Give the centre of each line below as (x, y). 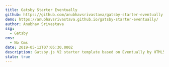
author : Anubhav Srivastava (35, 24)
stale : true (18, 57)
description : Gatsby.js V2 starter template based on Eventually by (78, 52)
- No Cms (19, 43)
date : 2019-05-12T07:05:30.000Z (39, 47)
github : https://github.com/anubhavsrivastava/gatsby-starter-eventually (84, 15)
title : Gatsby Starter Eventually (41, 10)
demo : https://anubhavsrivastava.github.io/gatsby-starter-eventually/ (82, 19)
